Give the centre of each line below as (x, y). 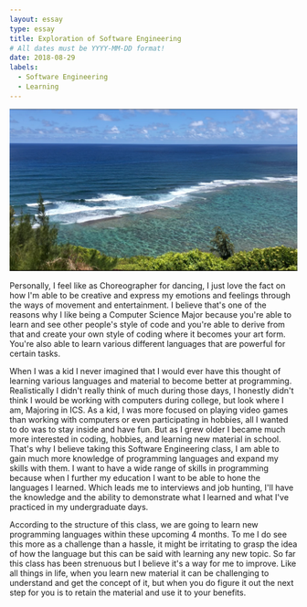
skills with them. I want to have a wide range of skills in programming (139, 468)
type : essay (32, 29)
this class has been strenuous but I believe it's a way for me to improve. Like (153, 564)
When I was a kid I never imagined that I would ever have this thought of (145, 372)
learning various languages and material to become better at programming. (151, 381)
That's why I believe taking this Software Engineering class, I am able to (145, 449)
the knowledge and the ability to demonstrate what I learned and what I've (149, 497)
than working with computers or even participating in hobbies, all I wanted (149, 420)
